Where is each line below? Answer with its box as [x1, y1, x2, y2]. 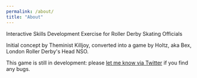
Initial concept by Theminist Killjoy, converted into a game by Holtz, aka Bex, [6, 42, 192, 49]
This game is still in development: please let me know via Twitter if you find [6, 59, 189, 66]
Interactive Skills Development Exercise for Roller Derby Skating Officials [6, 30, 183, 37]
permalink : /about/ [6, 8, 54, 15]
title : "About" [6, 14, 44, 20]
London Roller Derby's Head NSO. [6, 48, 89, 55]
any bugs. [6, 65, 31, 72]
